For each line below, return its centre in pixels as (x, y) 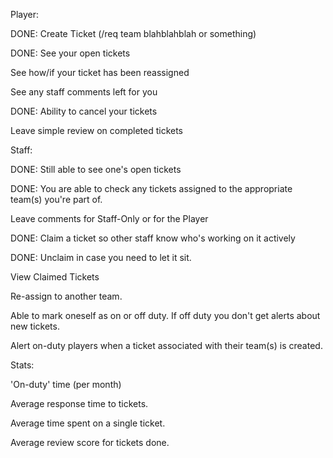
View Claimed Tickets (55, 277)
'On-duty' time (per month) (66, 384)
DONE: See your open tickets (70, 53)
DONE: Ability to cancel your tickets (84, 111)
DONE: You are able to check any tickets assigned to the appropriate (151, 188)
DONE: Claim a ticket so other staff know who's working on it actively (153, 238)
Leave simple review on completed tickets (96, 130)
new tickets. (35, 326)
